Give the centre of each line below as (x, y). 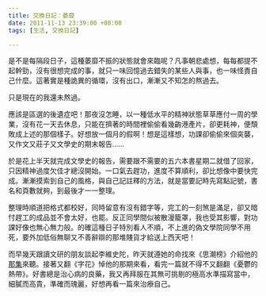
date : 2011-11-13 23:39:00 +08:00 (65, 23)
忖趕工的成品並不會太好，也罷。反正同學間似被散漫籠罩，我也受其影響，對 (129, 217)
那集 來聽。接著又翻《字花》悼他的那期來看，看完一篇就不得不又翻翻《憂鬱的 (133, 264)
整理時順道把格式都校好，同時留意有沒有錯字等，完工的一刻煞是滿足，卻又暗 (133, 208)
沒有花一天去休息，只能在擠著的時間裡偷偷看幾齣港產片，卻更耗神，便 (136, 125)
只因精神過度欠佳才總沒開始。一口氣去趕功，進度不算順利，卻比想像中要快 (129, 171)
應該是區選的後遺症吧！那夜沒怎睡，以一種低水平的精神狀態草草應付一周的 (129, 114)
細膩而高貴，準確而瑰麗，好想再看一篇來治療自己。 (91, 284)
